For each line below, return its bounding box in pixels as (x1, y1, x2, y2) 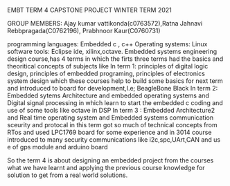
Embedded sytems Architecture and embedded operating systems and (7, 91, 210, 100)
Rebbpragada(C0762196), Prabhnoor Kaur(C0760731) (7, 27, 161, 35)
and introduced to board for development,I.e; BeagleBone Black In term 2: (7, 84, 218, 92)
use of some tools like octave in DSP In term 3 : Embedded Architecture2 (7, 106, 215, 114)
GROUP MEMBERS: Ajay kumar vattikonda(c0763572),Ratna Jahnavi (7, 19, 203, 27)
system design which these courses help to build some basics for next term (7, 77, 223, 85)
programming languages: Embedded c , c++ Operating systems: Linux (7, 40, 208, 48)
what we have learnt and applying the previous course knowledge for (7, 164, 205, 171)
